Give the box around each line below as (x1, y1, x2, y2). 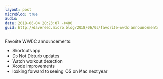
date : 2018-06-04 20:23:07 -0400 (5, 20, 73, 26)
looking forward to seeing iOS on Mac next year (12, 68, 108, 74)
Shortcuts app (12, 48, 41, 54)
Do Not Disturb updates (12, 53, 60, 59)
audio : (5, 16, 18, 21)
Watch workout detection (12, 58, 63, 64)
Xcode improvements (12, 63, 55, 69)
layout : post (5, 7, 32, 12)
